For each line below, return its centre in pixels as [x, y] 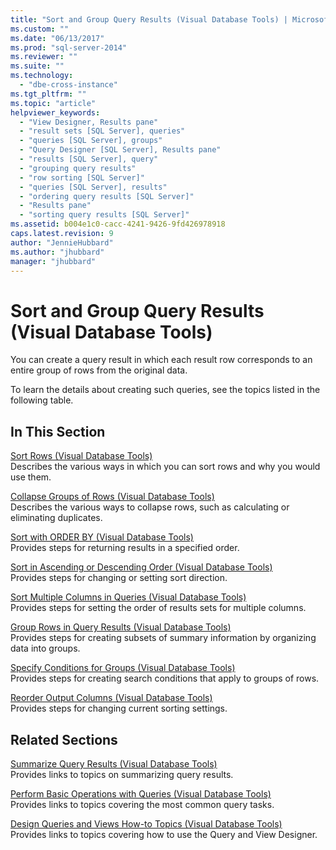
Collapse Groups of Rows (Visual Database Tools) [112, 497]
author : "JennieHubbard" [62, 242]
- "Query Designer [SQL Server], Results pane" [120, 150]
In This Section [58, 431]
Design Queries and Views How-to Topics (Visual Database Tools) [146, 823]
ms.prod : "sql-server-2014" [69, 47]
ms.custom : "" [40, 29]
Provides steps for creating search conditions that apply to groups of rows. [165, 678]
